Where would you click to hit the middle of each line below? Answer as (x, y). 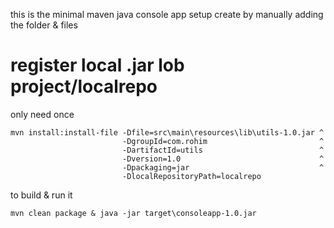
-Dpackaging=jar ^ (223, 167)
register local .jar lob (97, 65)
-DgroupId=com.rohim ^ (223, 141)
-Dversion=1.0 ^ (223, 159)
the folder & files (44, 25)
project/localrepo (84, 86)
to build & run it (41, 195)
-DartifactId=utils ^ (223, 150)
